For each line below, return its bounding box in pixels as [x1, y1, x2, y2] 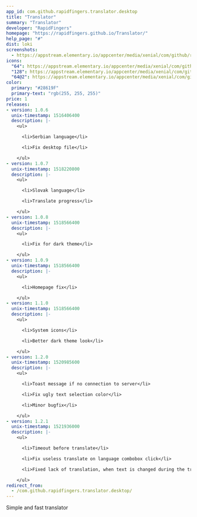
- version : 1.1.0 [6, 300, 49, 306]
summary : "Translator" [6, 19, 62, 25]
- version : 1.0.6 [6, 107, 49, 113]
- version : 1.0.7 [6, 160, 49, 166]
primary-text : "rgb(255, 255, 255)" [11, 90, 101, 96]
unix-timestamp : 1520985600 [11, 360, 80, 365]
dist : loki [6, 42, 33, 48]
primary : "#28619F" [11, 85, 59, 91]
